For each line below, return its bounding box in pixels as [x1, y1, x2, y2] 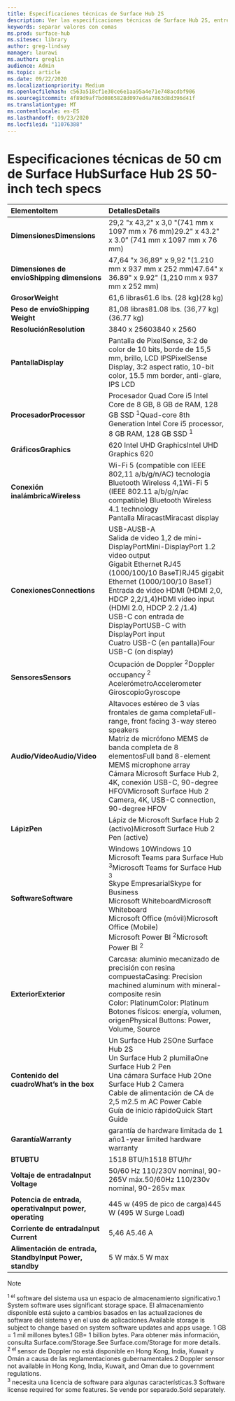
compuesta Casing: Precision [108, 971, 203, 981]
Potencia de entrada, [10, 1195, 82, 1204]
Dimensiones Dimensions [10, 231, 96, 241]
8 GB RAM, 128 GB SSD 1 [108, 428, 194, 439]
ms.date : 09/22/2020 [7, 75, 68, 83]
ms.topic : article [7, 69, 61, 76]
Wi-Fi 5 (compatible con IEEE [108, 460, 206, 470]
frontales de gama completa [108, 707, 201, 717]
